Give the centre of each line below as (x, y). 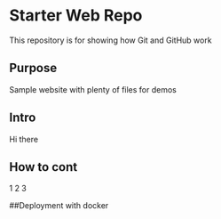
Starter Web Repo (76, 16)
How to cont (43, 167)
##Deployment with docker (59, 206)
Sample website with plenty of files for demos (93, 89)
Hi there (24, 139)
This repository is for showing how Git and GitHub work (110, 40)
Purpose (33, 68)
